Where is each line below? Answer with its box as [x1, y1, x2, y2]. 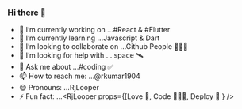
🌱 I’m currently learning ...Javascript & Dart [18, 33, 160, 43]
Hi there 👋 [7, 7, 47, 18]
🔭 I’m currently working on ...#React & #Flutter [18, 25, 171, 35]
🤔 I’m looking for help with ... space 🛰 [18, 51, 144, 60]
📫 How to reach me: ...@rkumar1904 [18, 71, 140, 81]
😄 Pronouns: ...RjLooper [18, 83, 100, 92]
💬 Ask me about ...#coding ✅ [18, 62, 114, 72]
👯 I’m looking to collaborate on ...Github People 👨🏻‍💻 [18, 42, 188, 51]
